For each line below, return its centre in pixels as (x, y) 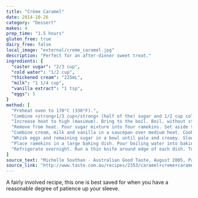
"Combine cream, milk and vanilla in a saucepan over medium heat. (96, 133)
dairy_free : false (29, 45)
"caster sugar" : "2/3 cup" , (46, 66)
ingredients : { (25, 61)
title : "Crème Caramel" (35, 12)
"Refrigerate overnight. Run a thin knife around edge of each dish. (98, 149)
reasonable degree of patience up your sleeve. (63, 189)
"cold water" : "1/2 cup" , (43, 72)
